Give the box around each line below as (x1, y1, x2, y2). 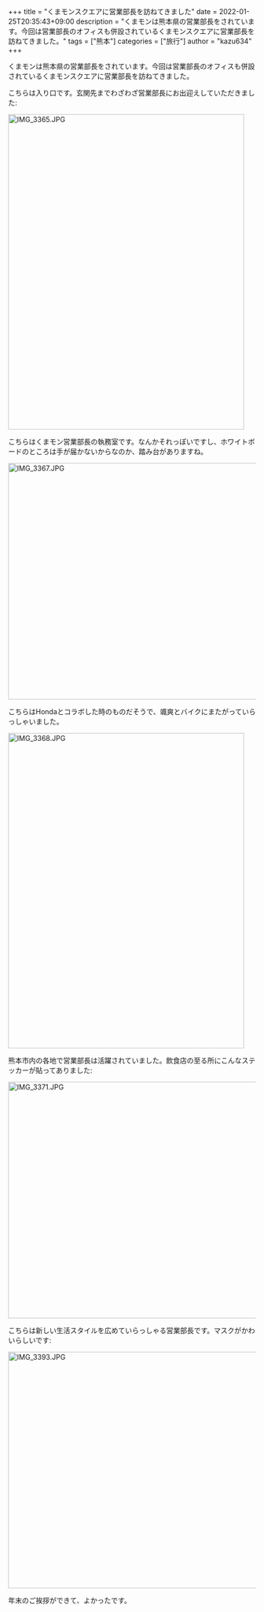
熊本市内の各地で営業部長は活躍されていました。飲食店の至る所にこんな (8, 1055, 242, 1065)
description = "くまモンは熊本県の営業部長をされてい (75, 17, 248, 26)
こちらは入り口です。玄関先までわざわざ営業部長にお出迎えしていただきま (8, 88, 249, 97)
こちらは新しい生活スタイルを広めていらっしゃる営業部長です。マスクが (8, 1326, 242, 1335)
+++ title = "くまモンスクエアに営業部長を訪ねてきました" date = (8, 7, 218, 16)
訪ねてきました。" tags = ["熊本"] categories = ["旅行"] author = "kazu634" (8, 36, 252, 46)
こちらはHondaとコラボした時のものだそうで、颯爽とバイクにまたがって (8, 707, 242, 716)
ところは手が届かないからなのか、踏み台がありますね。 (28, 447, 208, 456)
